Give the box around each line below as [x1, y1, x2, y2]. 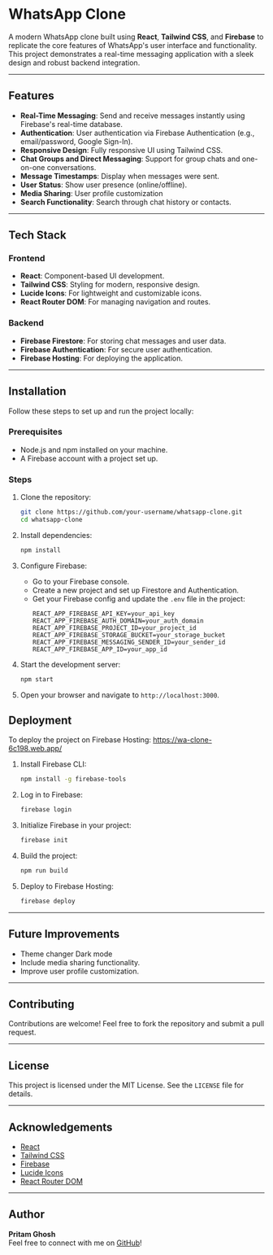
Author [8, 1208, 45, 1222]
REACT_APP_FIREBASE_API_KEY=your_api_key [32, 610, 175, 618]
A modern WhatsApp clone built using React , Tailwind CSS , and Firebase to [8, 32, 264, 42]
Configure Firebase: [19, 561, 88, 571]
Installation [8, 384, 67, 399]
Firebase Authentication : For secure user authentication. [19, 344, 213, 354]
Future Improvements [8, 927, 120, 941]
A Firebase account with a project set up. [19, 453, 158, 463]
